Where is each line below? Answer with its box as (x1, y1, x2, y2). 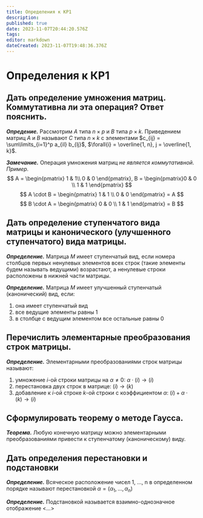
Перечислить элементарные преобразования (6, 333, 191, 343)
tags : (6, 32, 20, 38)
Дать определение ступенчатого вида (6, 217, 161, 228)
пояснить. (6, 111, 47, 122)
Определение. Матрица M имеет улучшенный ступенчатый (6, 284, 162, 291)
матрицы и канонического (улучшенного (6, 227, 171, 237)
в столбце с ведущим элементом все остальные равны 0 (15, 314, 164, 322)
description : (6, 15, 39, 21)
